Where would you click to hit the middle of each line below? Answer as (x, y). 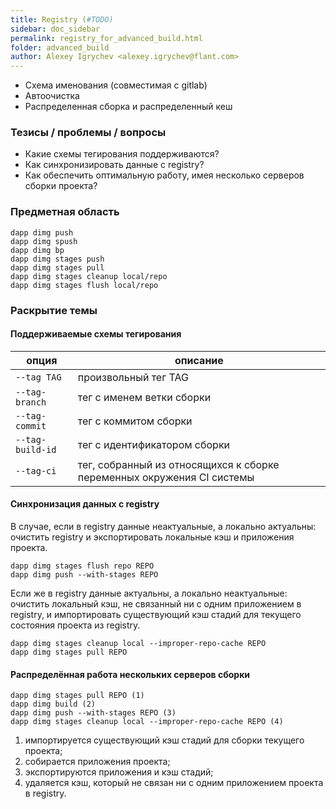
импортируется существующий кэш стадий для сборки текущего (164, 740)
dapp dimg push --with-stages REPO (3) (93, 713)
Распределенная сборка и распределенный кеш (128, 107)
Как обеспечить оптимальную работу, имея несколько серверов (164, 175)
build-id (36, 449)
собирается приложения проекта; (97, 762)
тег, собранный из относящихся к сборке (178, 464)
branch (31, 402)
